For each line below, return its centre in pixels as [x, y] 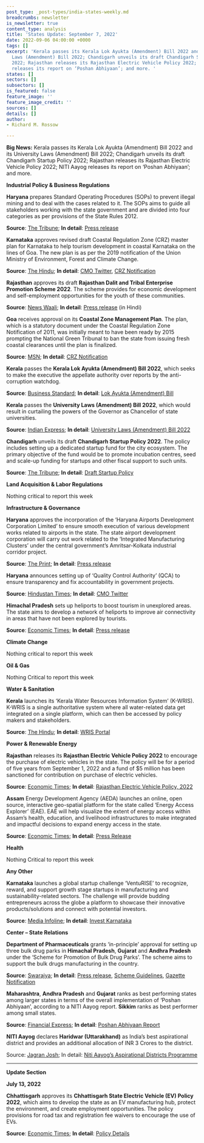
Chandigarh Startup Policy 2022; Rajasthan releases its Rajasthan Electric [98, 160]
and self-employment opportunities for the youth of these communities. [96, 296]
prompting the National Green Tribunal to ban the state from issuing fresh [98, 338]
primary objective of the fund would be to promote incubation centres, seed [101, 455]
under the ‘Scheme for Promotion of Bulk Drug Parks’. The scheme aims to [99, 957]
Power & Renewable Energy [42, 744]
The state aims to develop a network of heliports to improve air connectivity [101, 612]
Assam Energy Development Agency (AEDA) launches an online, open [94, 798]
